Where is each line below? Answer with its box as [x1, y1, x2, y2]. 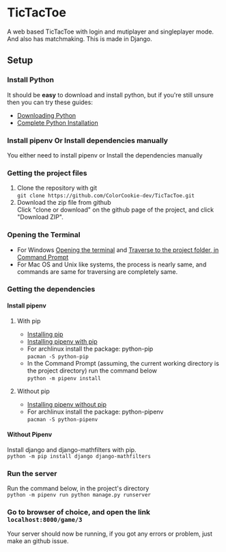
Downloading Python [16, 111, 76, 119]
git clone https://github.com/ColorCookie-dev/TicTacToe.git [16, 192, 195, 199]
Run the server [7, 468, 57, 478]
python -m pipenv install [27, 375, 101, 381]
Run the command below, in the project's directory [7, 484, 150, 492]
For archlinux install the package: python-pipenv [27, 407, 164, 416]
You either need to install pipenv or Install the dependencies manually [7, 151, 203, 159]
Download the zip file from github [16, 199, 111, 207]
